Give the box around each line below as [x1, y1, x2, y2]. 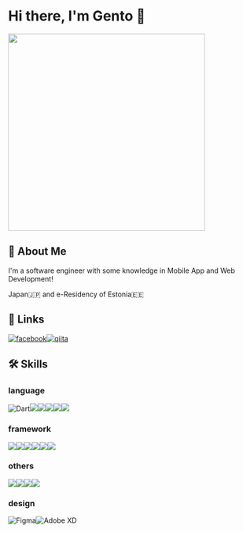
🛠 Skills [8, 357, 49, 371]
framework [8, 423, 52, 434]
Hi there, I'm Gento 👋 [8, 7, 145, 25]
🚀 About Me [8, 244, 67, 259]
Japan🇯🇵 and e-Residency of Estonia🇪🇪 [8, 289, 144, 299]
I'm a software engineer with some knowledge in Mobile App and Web [8, 266, 236, 275]
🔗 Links [8, 313, 45, 326]
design [8, 498, 35, 509]
